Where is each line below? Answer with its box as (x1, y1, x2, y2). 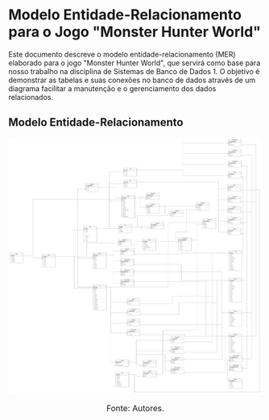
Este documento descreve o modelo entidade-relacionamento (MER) (8, 49, 236, 59)
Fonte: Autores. (106, 403, 165, 414)
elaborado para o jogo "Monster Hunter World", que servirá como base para (8, 58, 261, 68)
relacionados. (8, 92, 54, 102)
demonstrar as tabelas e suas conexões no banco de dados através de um (8, 75, 256, 85)
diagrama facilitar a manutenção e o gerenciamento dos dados (8, 83, 217, 94)
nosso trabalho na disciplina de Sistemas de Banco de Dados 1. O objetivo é (8, 66, 260, 76)
